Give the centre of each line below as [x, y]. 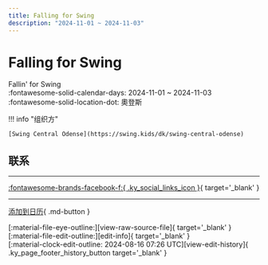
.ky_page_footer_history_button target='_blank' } [88, 253]
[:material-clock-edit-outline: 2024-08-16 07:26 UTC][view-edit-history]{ [128, 244]
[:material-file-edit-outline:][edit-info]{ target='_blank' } [99, 236]
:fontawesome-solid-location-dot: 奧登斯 [75, 102]
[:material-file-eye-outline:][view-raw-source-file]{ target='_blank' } [120, 228]
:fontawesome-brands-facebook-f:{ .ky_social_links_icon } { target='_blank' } [134, 188]
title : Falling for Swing [51, 16]
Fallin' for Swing [35, 84]
